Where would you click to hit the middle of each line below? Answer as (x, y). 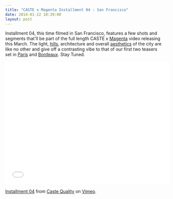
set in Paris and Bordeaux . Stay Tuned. (45, 54)
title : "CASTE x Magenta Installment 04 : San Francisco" (67, 10)
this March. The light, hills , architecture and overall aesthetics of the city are (83, 44)
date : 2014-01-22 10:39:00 (33, 14)
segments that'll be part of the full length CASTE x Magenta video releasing (83, 38)
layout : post (19, 19)
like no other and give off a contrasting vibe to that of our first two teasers (81, 49)
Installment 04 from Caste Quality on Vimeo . (51, 191)
